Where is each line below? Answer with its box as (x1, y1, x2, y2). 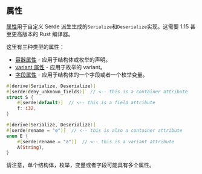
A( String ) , (17, 144, 45, 151)
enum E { (6, 133, 28, 139)
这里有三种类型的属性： (6, 43, 65, 50)
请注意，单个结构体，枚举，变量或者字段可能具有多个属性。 (6, 161, 155, 169)
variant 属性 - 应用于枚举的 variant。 (15, 63, 106, 70)
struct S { (6, 94, 34, 101)
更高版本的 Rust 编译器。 (11, 30, 74, 37)
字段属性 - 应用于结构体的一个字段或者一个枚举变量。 (15, 71, 148, 78)
